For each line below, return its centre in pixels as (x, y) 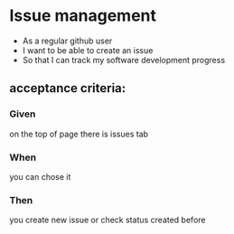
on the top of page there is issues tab (79, 134)
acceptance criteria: (68, 88)
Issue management (83, 16)
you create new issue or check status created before (108, 220)
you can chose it (40, 176)
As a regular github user (67, 41)
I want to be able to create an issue (88, 50)
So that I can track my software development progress (124, 60)
